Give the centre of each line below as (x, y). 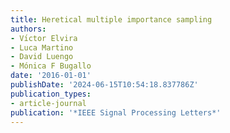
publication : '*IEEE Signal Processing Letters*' (116, 112)
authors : (28, 29)
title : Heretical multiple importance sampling (111, 19)
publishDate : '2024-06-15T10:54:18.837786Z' (104, 85)
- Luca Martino (42, 47)
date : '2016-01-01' (51, 76)
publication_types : (51, 94)
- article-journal (48, 103)
